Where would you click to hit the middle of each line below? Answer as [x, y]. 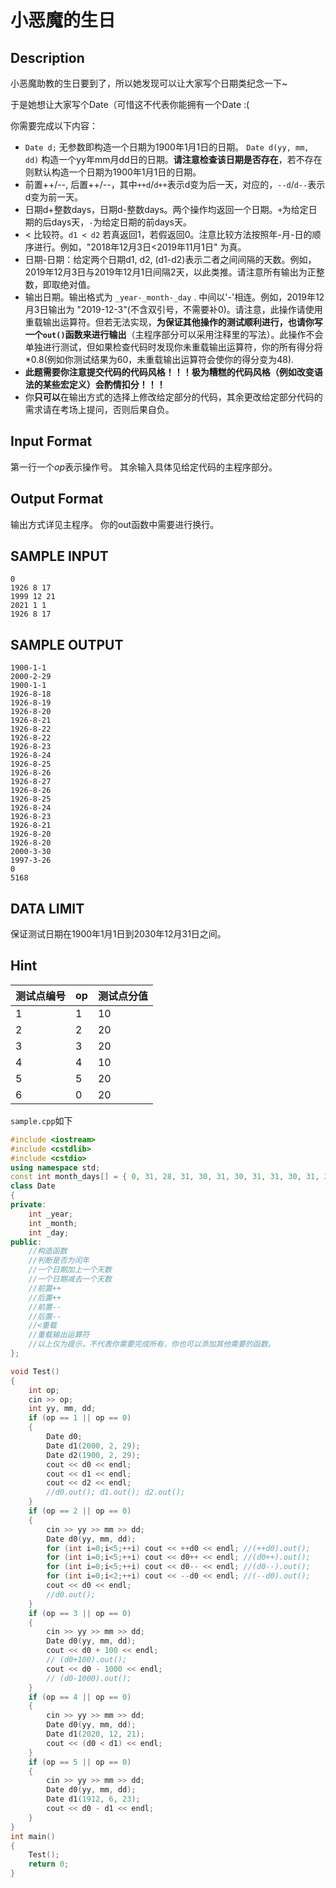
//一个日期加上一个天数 [70, 1270]
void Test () [35, 1371]
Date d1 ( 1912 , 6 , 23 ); [93, 1799]
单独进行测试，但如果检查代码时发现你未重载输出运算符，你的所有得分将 [173, 347]
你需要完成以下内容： [54, 125]
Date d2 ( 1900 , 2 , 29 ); [93, 1455]
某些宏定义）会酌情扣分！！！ [104, 384]
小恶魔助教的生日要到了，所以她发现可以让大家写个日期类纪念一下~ [149, 83]
